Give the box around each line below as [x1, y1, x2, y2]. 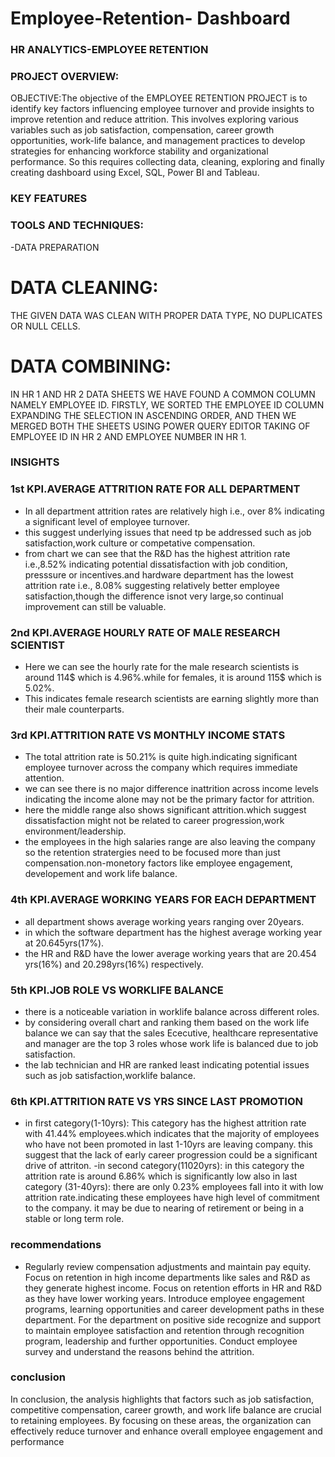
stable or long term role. [24, 1213, 125, 1225]
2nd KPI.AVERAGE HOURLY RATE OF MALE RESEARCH [10, 625, 281, 639]
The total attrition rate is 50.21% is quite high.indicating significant [24, 751, 298, 763]
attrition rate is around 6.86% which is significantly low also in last [24, 1170, 298, 1182]
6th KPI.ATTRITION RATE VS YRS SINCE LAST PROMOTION [10, 1094, 304, 1108]
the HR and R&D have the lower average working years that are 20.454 [24, 947, 317, 959]
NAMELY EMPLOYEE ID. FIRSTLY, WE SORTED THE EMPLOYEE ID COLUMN [10, 398, 325, 411]
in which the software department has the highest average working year [24, 926, 323, 938]
